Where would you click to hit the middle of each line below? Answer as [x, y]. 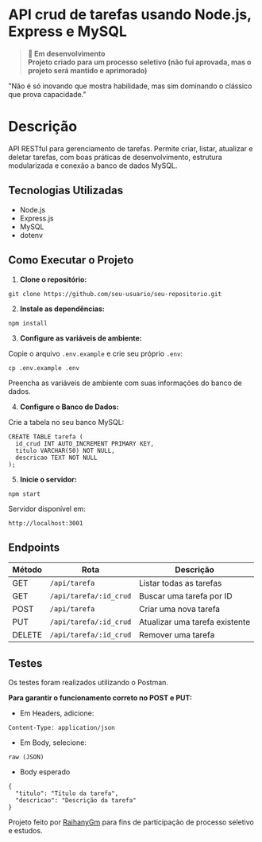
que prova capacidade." [47, 94]
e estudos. [25, 831]
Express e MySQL [67, 31]
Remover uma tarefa [177, 635]
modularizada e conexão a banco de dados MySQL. [93, 166]
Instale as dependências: [62, 309]
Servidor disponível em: [47, 509]
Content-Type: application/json [62, 728]
